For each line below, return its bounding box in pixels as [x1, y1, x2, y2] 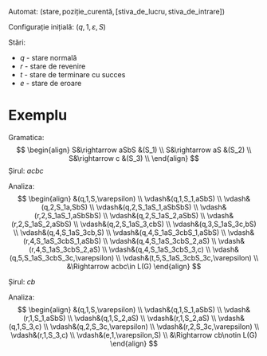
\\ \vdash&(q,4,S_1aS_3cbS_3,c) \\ [102, 245, 211, 254]
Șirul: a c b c [8, 166, 44, 175]
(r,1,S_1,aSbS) [22, 313, 66, 323]
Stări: [8, 37, 26, 47]
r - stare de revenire [19, 61, 86, 71]
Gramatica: [8, 132, 45, 142]
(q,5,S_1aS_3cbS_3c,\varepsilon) [9, 252, 115, 262]
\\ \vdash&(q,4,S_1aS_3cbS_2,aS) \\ [103, 236, 217, 245]
